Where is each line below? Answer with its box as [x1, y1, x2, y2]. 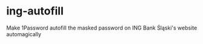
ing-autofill [6, 4, 64, 18]
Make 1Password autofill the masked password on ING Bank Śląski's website [6, 24, 198, 31]
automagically [6, 30, 41, 37]
